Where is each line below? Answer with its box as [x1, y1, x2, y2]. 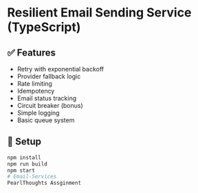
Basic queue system [16, 116, 75, 124]
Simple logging [16, 109, 60, 117]
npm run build [7, 160, 48, 168]
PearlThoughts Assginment [7, 180, 81, 187]
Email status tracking [16, 94, 77, 102]
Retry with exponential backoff [16, 65, 104, 73]
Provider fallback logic [16, 72, 81, 80]
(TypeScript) [7, 19, 81, 35]
